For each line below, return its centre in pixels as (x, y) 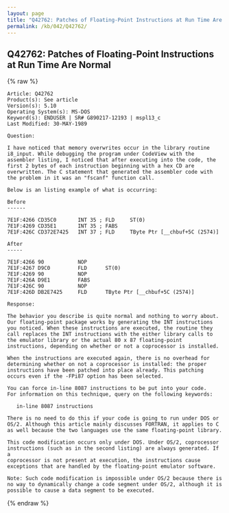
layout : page (26, 13)
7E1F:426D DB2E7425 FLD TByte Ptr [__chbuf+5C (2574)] (101, 293)
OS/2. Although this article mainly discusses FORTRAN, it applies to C (113, 424)
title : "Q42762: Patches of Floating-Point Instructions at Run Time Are (115, 20)
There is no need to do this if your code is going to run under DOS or (113, 419)
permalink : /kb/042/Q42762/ (47, 26)
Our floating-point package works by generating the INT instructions (110, 322)
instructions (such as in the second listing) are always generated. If (113, 448)
